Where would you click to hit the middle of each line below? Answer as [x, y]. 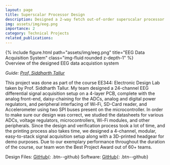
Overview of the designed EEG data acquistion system [62, 63]
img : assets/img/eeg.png [31, 24]
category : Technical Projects [37, 33]
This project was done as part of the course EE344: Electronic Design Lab [83, 82]
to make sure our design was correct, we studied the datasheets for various [84, 115]
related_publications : [29, 38]
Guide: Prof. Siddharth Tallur [35, 73]
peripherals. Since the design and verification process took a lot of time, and [85, 125]
